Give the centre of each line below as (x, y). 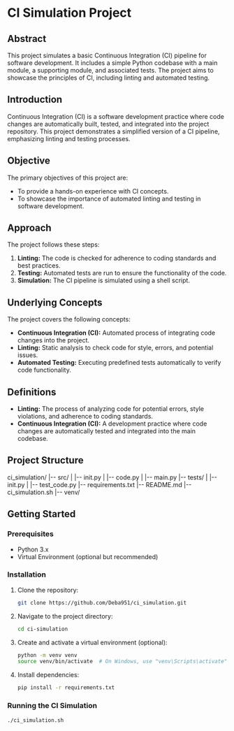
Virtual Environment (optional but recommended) (88, 556)
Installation (27, 574)
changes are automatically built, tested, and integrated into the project (108, 124)
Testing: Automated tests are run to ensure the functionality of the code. (122, 273)
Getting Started (42, 514)
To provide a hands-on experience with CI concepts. (93, 191)
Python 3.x (33, 549)
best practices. (39, 266)
